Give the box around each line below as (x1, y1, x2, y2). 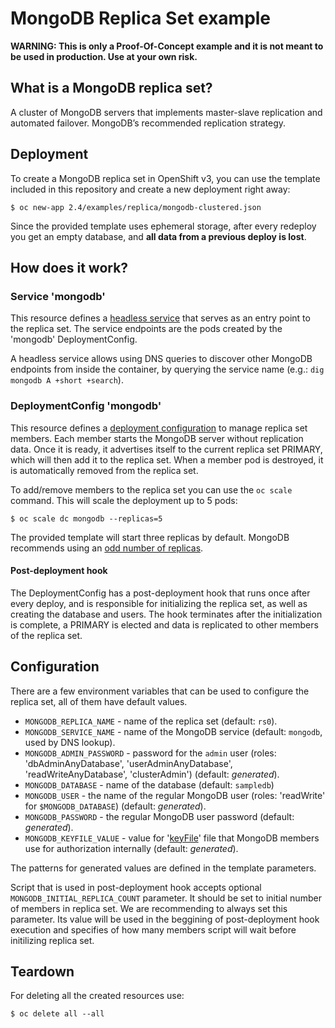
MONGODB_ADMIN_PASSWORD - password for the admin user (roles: (24, 747, 277, 759)
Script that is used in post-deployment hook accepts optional (10, 881, 262, 893)
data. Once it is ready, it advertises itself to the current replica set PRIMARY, (10, 443, 323, 455)
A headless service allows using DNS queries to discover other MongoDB (10, 353, 313, 365)
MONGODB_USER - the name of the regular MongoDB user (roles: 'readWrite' (24, 789, 326, 801)
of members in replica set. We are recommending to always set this (10, 902, 288, 914)
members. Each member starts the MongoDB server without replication (10, 432, 304, 444)
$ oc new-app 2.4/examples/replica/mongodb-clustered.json (10, 202, 262, 212)
